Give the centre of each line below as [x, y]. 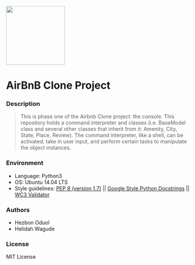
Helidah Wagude [35, 229]
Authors [18, 210]
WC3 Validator [32, 194]
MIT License [21, 257]
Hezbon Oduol [32, 223]
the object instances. [46, 148]
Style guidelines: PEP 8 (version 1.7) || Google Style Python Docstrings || [102, 188]
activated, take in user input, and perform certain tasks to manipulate [104, 142]
